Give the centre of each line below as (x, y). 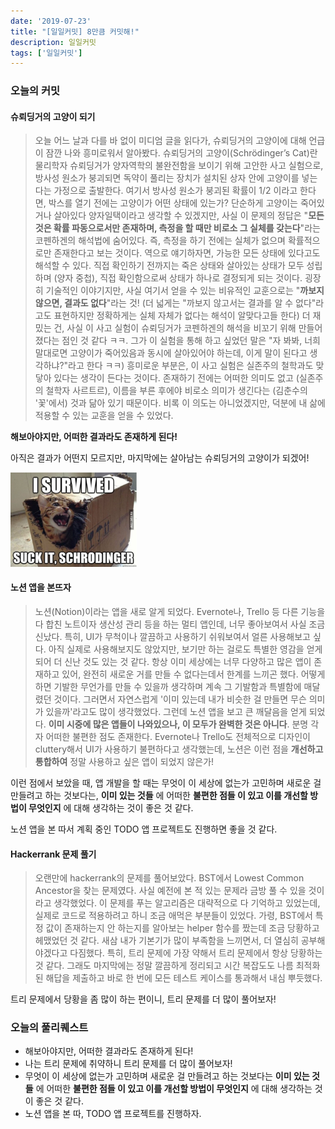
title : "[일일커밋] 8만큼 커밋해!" (75, 31)
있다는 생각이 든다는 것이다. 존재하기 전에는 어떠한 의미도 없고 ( (176, 378)
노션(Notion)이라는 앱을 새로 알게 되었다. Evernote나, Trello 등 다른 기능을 (180, 611)
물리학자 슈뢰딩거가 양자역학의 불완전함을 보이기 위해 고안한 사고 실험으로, (179, 166)
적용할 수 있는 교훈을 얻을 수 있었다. (104, 416)
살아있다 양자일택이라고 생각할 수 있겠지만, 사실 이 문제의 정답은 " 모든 (189, 216)
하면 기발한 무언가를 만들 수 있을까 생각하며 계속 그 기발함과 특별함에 (168, 686)
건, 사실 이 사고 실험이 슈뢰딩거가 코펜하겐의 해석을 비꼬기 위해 (175, 328)
